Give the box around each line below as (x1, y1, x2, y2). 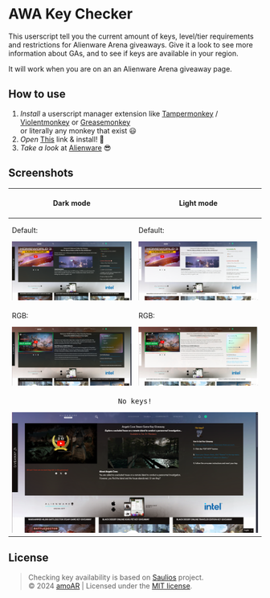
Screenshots (8, 166, 74, 180)
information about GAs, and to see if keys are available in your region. (8, 48, 239, 58)
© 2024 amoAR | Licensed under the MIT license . (27, 580, 193, 591)
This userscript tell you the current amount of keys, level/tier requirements (8, 31, 255, 41)
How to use (8, 88, 66, 101)
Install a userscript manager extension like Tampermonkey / (19, 109, 219, 118)
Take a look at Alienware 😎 (19, 142, 112, 153)
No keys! (117, 396, 153, 406)
